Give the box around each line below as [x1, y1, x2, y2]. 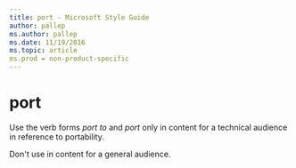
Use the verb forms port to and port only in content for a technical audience [9, 122, 288, 132]
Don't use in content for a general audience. [9, 148, 171, 159]
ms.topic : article [9, 46, 78, 55]
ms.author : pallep [9, 29, 78, 38]
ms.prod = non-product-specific [9, 54, 129, 63]
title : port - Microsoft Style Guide [9, 12, 150, 22]
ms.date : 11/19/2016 [9, 37, 86, 47]
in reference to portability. [9, 131, 104, 142]
